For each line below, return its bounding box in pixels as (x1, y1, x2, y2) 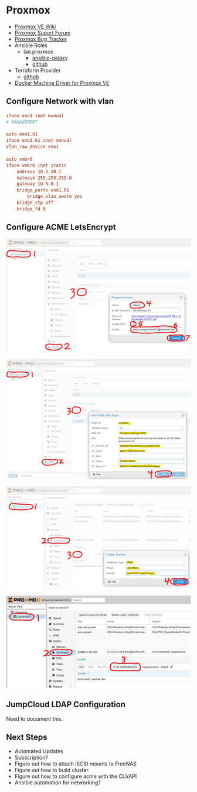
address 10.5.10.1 (16, 168, 62, 174)
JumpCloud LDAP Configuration (6, 700, 126, 710)
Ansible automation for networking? (14, 779, 101, 786)
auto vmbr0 (6, 156, 33, 162)
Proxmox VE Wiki (14, 23, 56, 30)
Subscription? (14, 754, 49, 761)
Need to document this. (6, 715, 63, 722)
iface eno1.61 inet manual (6, 138, 72, 144)
